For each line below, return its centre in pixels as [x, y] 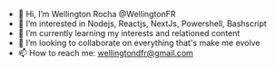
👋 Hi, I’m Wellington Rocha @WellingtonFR [97, 14]
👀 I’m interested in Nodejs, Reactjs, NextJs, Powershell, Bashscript [143, 24]
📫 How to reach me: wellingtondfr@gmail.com [105, 53]
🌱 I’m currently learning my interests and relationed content [129, 33]
